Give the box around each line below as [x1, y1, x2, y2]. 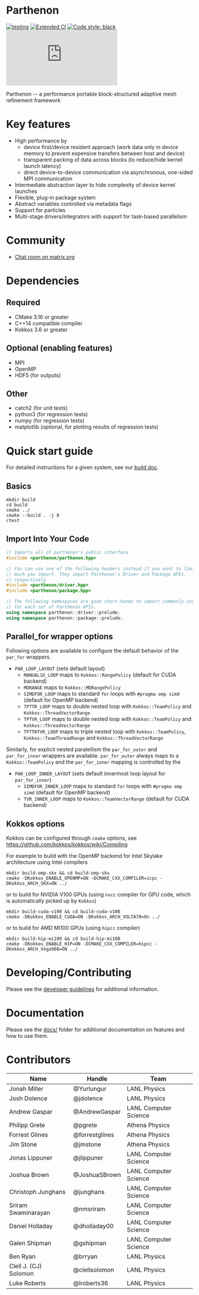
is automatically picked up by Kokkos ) [6, 897, 97, 904]
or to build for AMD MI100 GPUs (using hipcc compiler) [6, 924, 140, 932]
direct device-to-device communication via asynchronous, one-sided [23, 169, 193, 176]
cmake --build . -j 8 [6, 512, 60, 518]
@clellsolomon [73, 1266, 114, 1274]
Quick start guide [6, 444, 94, 458]
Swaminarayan [9, 1209, 50, 1217]
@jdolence [73, 1094, 103, 1103]
